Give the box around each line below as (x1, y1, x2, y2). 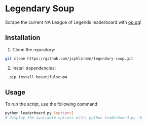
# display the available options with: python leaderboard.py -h (5, 115, 142, 121)
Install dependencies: (12, 65, 56, 71)
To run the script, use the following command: (5, 101, 99, 107)
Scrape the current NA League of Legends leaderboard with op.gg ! (5, 19, 142, 25)
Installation (5, 33, 40, 42)
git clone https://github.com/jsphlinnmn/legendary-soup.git (5, 56, 134, 61)
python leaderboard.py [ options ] (5, 111, 74, 116)
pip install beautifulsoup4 (9, 74, 68, 79)
